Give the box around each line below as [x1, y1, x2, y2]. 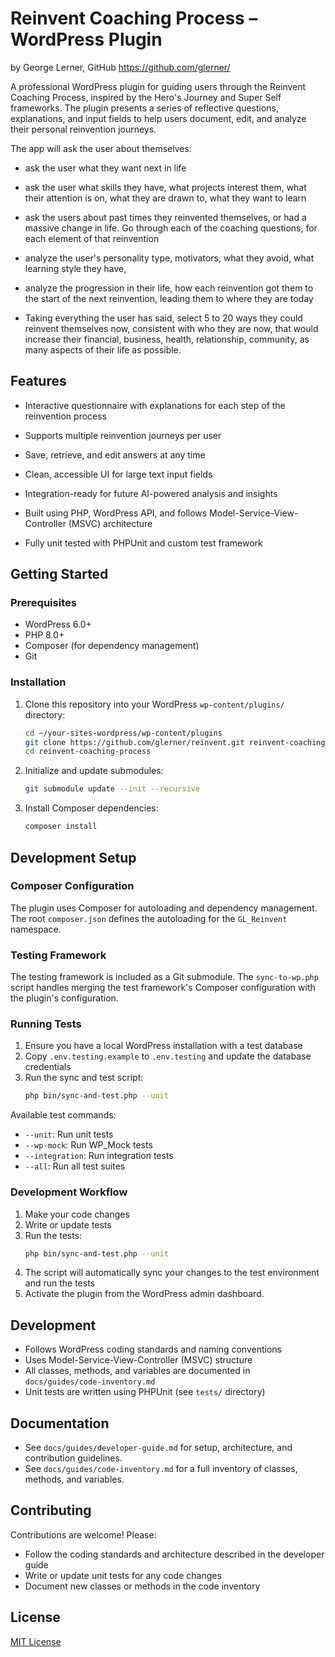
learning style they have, [24, 262, 127, 274]
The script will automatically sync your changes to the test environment [24, 1267, 320, 1279]
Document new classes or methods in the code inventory [24, 1580, 261, 1592]
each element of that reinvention [24, 232, 160, 244]
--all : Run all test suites [24, 1160, 126, 1172]
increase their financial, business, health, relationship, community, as [24, 333, 310, 345]
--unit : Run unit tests [24, 1128, 114, 1141]
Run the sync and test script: [24, 1072, 144, 1084]
